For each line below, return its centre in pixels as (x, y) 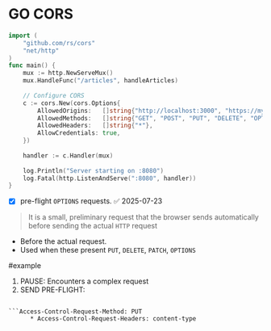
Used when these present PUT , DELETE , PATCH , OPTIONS (108, 250)
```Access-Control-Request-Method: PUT (75, 312)
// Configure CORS (54, 95)
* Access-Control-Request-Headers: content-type (113, 319)
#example (25, 266)
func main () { (32, 65)
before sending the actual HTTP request (93, 226)
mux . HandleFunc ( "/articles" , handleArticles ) (101, 81)
